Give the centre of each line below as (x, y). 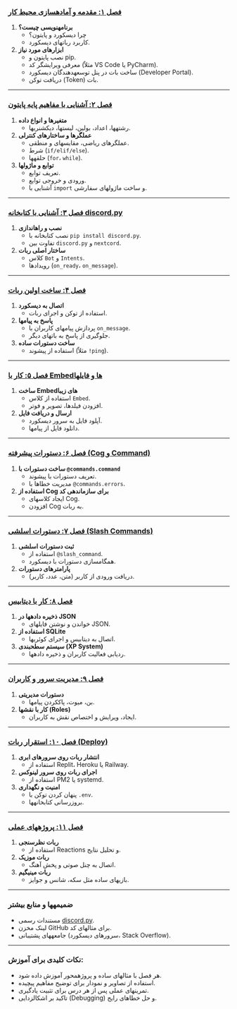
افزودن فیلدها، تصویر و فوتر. (66, 406)
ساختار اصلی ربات (42, 250)
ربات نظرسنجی (38, 842)
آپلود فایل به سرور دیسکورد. (65, 421)
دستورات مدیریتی (41, 694)
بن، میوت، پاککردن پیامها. (62, 701)
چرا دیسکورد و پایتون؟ (58, 35)
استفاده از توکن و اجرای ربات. (68, 313)
